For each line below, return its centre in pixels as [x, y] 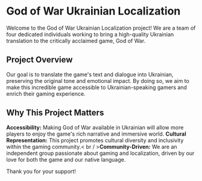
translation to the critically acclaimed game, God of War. [76, 41]
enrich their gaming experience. [46, 94]
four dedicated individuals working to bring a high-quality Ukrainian [90, 34]
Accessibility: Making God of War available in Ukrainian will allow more [95, 127]
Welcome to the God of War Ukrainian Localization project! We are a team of [101, 28]
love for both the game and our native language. [66, 159]
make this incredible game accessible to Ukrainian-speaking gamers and [96, 87]
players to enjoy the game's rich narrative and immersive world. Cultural [96, 134]
